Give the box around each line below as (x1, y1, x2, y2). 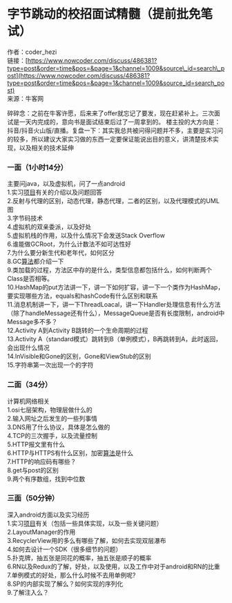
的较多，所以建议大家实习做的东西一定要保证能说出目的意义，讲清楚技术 (7, 135, 213, 143)
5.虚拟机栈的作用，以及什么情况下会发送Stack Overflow (7, 231, 166, 240)
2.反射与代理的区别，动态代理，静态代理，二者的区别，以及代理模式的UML (7, 197, 220, 205)
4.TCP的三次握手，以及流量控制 (7, 431, 98, 439)
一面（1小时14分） (7, 162, 68, 172)
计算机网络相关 (7, 396, 50, 405)
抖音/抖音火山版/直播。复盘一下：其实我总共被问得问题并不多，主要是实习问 (7, 126, 224, 135)
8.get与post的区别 (7, 466, 59, 474)
